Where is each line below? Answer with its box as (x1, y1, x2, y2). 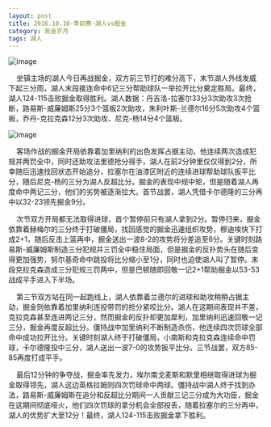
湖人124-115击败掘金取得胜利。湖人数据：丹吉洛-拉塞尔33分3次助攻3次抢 (8, 94, 252, 104)
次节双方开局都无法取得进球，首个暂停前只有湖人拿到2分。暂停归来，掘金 (15, 214, 261, 224)
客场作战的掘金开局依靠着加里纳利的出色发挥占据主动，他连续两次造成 (15, 146, 250, 156)
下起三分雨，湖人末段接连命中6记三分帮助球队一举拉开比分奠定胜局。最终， (8, 83, 261, 93)
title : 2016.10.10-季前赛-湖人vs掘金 (8, 19, 127, 27)
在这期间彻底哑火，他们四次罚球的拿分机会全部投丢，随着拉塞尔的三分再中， (8, 400, 263, 410)
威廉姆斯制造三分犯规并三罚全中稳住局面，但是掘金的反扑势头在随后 (25, 244, 252, 255)
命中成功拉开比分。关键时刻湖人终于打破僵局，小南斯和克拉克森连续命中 (8, 332, 248, 342)
